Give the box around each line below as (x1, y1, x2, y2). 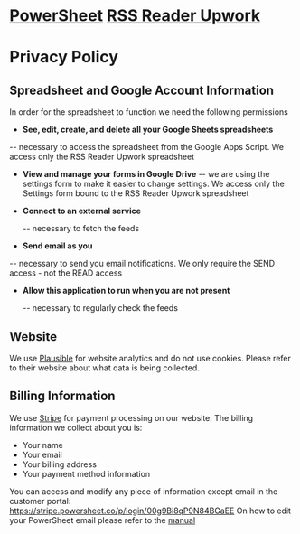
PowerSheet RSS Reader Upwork (9, 5, 260, 26)
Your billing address (22, 458, 98, 470)
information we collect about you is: (9, 422, 143, 433)
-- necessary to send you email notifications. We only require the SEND (9, 258, 276, 269)
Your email (22, 449, 63, 460)
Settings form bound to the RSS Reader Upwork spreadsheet (22, 188, 249, 199)
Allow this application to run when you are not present (22, 286, 230, 296)
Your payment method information (22, 468, 151, 479)
